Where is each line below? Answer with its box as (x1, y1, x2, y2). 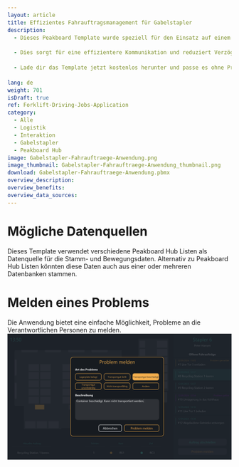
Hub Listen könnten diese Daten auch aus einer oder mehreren (7, 262, 191, 271)
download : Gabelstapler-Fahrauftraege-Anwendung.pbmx (7, 169, 171, 177)
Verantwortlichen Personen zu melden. (7, 325, 122, 334)
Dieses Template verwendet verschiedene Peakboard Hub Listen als (7, 246, 208, 256)
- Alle (14, 117, 33, 124)
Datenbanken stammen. (7, 269, 78, 278)
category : (7, 109, 37, 117)
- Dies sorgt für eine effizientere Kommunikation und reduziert (14, 49, 212, 56)
